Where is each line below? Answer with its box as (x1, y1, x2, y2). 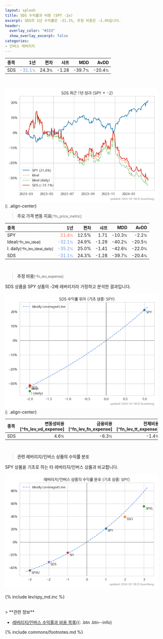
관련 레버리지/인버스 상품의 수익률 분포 (16, 454, 90, 460)
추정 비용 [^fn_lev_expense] (16, 273, 64, 279)
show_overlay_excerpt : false (9, 34, 68, 38)
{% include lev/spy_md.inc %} (5, 594, 65, 600)
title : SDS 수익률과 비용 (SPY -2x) (5, 13, 73, 18)
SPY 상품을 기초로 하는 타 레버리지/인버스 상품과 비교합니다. (5, 464, 119, 470)
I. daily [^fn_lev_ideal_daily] (7, 246, 54, 251)
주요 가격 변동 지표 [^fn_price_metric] (16, 213, 82, 219)
